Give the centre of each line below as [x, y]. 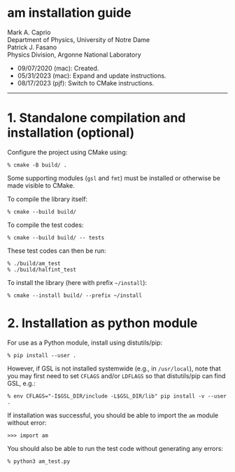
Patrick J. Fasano [32, 47]
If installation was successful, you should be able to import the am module [113, 415]
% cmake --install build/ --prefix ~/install [74, 296]
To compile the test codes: [45, 225]
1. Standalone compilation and [97, 118]
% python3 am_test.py [39, 461]
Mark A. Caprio [29, 32]
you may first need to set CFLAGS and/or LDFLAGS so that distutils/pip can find [116, 375]
